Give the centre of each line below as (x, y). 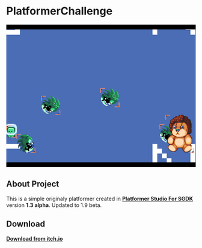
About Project (33, 184)
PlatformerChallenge (60, 11)
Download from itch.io (35, 238)
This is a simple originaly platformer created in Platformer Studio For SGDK (100, 199)
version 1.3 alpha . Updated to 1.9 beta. (54, 205)
